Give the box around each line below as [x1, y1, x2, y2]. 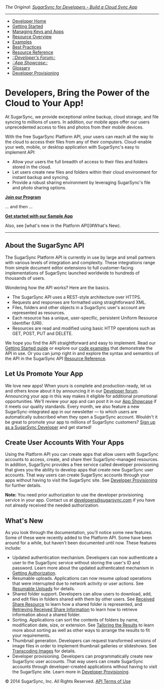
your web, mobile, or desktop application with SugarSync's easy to [5, 144, 140, 150]
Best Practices [12, 44, 41, 50]
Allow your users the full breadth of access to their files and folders [12, 158, 148, 164]
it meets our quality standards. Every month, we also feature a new [5, 403, 140, 409]
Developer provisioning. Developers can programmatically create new [12, 653, 153, 659]
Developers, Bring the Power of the [5, 88, 150, 98]
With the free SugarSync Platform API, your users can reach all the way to [5, 133, 154, 139]
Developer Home [12, 18, 46, 24]
